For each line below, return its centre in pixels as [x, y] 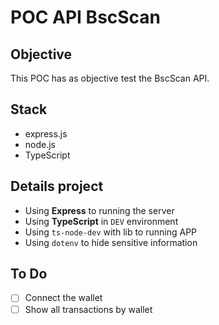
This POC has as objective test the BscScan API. [110, 78]
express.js [46, 133]
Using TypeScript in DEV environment [101, 221]
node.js [40, 144]
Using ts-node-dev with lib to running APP [111, 232]
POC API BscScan [86, 17]
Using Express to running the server [99, 210]
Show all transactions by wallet [88, 309]
